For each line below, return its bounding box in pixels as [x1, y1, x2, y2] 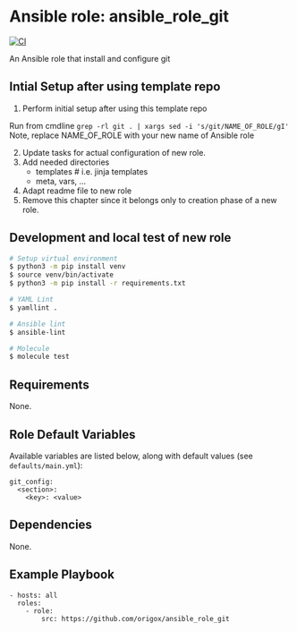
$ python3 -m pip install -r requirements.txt [9, 279, 186, 288]
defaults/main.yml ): [9, 459, 83, 471]
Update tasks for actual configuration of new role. [21, 147, 206, 158]
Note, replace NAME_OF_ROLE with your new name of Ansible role [9, 130, 255, 141]
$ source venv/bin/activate [9, 270, 115, 279]
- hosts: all [9, 591, 58, 600]
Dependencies [9, 517, 92, 533]
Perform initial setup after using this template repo [21, 103, 208, 114]
